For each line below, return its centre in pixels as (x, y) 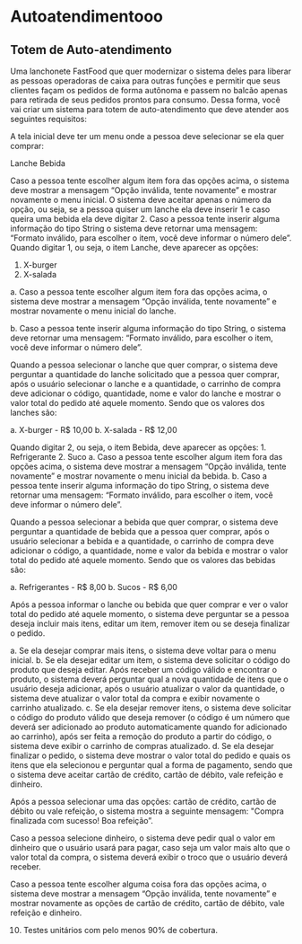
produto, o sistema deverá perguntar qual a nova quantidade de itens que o (150, 679)
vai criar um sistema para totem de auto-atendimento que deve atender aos (150, 109)
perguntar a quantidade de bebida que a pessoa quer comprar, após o (140, 531)
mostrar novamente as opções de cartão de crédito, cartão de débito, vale (147, 903)
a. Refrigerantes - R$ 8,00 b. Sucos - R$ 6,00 (94, 587)
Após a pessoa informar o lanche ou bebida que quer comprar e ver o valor (150, 604)
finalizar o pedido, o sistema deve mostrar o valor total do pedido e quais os (151, 755)
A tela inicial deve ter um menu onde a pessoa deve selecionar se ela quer (147, 136)
